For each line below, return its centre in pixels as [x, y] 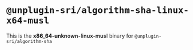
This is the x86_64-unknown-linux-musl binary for [70, 36]
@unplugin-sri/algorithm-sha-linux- [98, 10]
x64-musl [28, 21]
